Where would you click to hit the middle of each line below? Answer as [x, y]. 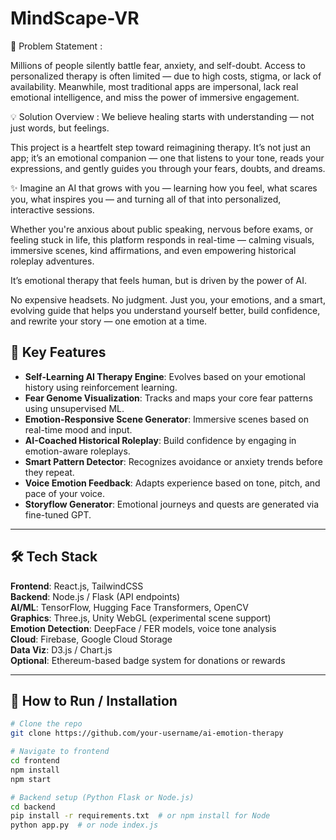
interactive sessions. [52, 209]
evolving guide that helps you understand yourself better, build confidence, [165, 310]
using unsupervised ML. [74, 408]
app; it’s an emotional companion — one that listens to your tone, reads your [167, 158]
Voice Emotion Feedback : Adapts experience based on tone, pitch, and [172, 483]
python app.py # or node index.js [84, 825]
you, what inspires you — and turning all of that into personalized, [146, 199]
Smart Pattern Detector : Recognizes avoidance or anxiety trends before [173, 461]
